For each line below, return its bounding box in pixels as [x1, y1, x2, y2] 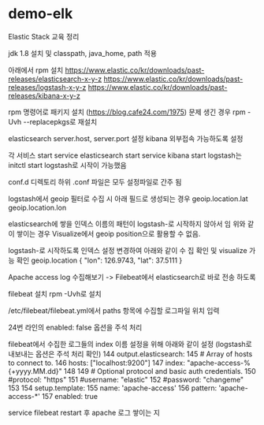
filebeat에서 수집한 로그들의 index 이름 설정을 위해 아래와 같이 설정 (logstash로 [8, 339, 252, 349]
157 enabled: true [42, 391, 99, 401]
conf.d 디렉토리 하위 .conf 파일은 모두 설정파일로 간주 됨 [8, 177, 182, 186]
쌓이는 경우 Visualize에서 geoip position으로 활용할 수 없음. [16, 229, 201, 238]
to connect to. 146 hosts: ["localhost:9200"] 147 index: [8, 358, 185, 367]
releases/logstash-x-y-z [8, 82, 87, 91]
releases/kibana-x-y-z [8, 91, 80, 100]
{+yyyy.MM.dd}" [8, 366, 63, 375]
